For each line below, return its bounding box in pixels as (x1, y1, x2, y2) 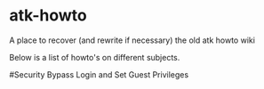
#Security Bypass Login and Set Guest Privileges (9, 69, 189, 80)
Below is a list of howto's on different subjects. (9, 52, 180, 62)
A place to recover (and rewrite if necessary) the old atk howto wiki (9, 35, 256, 45)
